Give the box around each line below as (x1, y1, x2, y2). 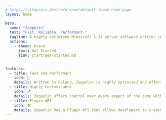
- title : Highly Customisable (9, 84, 72, 89)
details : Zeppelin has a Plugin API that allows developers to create (14, 107, 163, 113)
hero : (5, 21, 16, 26)
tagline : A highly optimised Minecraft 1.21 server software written (9, 35, 156, 40)
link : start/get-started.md (18, 53, 77, 58)
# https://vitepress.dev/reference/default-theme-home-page (5, 7, 132, 12)
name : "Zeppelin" (9, 25, 45, 30)
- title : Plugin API (9, 98, 52, 103)
